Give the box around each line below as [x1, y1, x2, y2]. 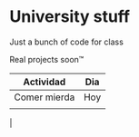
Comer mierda [14, 91, 75, 103]
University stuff [9, 6, 130, 27]
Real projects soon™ [9, 54, 84, 64]
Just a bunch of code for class [9, 36, 124, 47]
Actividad [23, 75, 66, 88]
